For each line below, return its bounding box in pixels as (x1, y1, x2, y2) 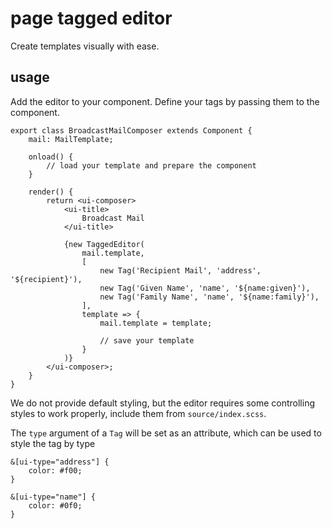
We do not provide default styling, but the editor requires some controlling (10, 397, 315, 409)
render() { (28, 187, 74, 197)
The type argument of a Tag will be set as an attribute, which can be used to (10, 427, 322, 439)
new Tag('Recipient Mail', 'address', (99, 265, 262, 276)
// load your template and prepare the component (46, 160, 257, 171)
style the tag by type (10, 437, 96, 449)
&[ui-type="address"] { (10, 457, 110, 467)
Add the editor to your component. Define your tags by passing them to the (10, 95, 320, 107)
